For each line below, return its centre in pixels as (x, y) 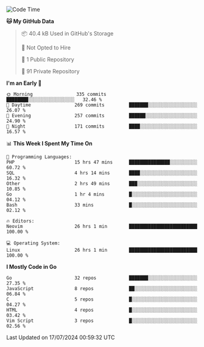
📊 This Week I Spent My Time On (49, 143)
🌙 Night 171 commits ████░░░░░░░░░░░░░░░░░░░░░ (102, 126)
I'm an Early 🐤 (24, 83)
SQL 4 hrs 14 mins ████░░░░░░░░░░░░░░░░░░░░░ (102, 173)
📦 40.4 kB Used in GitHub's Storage (67, 33)
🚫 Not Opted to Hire (46, 48)
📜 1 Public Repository (47, 59)
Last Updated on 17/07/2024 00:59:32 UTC (61, 337)
